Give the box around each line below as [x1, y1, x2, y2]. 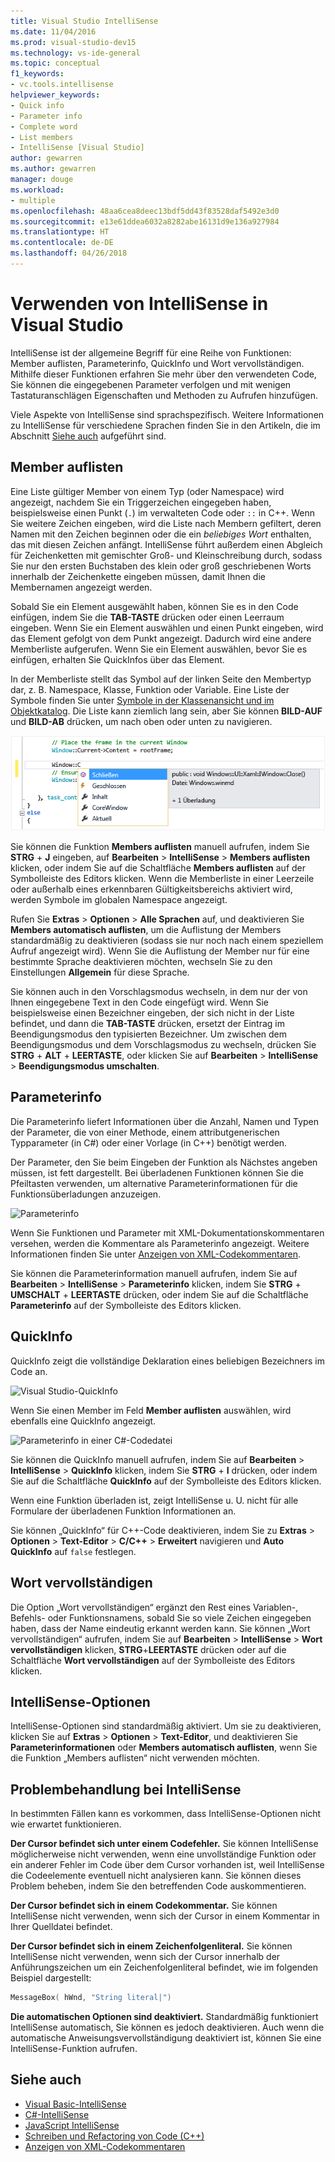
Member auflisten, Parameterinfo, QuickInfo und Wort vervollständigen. [10, 357, 305, 369]
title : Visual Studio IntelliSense [10, 16, 159, 26]
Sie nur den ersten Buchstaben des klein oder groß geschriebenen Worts [10, 560, 312, 572]
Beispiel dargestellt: [10, 1972, 92, 1984]
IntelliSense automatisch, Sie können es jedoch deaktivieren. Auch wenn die [10, 2021, 325, 2033]
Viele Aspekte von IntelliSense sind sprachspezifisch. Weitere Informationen [10, 408, 325, 420]
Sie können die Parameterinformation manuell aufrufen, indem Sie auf [10, 1267, 298, 1279]
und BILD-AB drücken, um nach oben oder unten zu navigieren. [10, 715, 273, 727]
